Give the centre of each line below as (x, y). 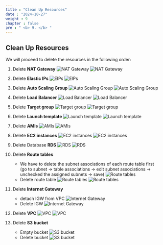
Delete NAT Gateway (34, 69)
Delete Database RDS (35, 145)
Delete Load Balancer (35, 97)
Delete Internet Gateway (38, 189)
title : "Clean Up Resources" (36, 10)
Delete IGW (31, 203)
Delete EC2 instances (35, 135)
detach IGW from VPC (42, 198)
